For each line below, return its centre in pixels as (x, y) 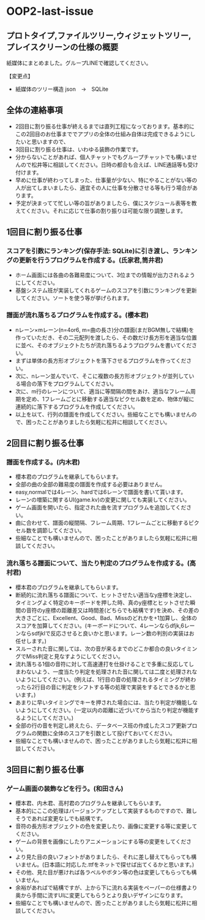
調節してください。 (61, 530)
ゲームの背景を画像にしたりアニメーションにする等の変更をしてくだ (101, 842)
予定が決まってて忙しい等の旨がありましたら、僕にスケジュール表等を (103, 203)
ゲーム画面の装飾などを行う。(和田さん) (65, 789)
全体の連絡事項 (35, 110)
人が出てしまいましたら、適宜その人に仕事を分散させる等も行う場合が (104, 187)
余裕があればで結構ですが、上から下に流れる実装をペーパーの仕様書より (106, 888)
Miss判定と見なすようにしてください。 (75, 656)
